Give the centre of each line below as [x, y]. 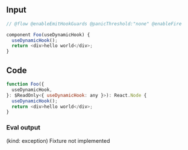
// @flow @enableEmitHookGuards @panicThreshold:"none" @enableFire [94, 23]
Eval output [23, 128]
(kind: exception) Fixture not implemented [58, 140]
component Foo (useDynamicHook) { [48, 35]
